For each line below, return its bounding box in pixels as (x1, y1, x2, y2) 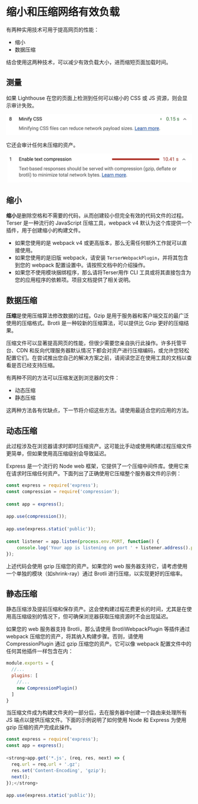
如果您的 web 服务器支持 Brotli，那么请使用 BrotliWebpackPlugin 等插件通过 (6, 625, 190, 633)
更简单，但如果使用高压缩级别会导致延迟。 (6, 450, 110, 457)
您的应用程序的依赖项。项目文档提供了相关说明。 (14, 276, 134, 284)
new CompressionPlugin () (16, 685, 78, 691)
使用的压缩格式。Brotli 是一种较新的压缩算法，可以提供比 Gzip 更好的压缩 (6, 320, 184, 327)
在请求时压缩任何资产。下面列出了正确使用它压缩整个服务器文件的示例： (6, 470, 181, 477)
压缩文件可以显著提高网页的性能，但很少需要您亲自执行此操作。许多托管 (6, 339, 181, 346)
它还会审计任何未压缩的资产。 (6, 141, 78, 148)
